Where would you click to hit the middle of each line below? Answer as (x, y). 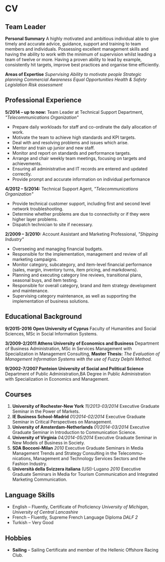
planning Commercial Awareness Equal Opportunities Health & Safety (76, 80)
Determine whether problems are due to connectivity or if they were (81, 214)
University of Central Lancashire (45, 512)
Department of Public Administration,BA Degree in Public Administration (78, 374)
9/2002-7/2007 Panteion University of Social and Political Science (74, 368)
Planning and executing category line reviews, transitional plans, (77, 275)
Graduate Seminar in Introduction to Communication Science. (74, 432)
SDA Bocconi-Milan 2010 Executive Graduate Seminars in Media (78, 448)
